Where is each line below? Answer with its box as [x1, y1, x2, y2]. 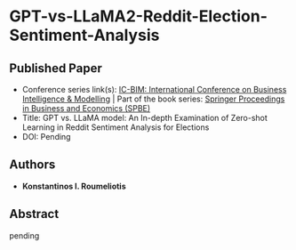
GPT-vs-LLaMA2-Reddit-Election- [9, 6, 268, 27]
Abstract [9, 206, 60, 222]
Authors [9, 157, 56, 173]
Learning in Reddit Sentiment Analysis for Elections [21, 122, 210, 133]
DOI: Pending [21, 132, 71, 141]
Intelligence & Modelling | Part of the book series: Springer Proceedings [21, 93, 285, 104]
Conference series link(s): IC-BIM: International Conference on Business [21, 85, 287, 94]
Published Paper [9, 60, 102, 76]
